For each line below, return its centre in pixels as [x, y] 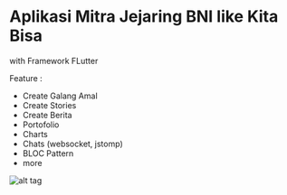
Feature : [26, 78]
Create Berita [47, 115]
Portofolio [41, 125]
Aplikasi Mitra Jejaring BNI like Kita [144, 17]
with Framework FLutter [54, 60]
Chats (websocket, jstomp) [73, 144]
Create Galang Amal [60, 96]
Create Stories [49, 105]
